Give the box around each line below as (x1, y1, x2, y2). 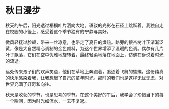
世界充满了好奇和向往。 (5, 81, 54, 87)
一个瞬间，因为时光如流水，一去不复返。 (5, 98, 89, 104)
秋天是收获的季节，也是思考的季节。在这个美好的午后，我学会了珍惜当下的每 (5, 91, 164, 98)
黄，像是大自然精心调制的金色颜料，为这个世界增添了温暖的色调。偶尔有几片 (5, 45, 164, 51)
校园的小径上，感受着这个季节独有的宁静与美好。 (9, 28, 111, 34)
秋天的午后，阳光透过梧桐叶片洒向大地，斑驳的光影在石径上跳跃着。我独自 (5, 22, 159, 28)
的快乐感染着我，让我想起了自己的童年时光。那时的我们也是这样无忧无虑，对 (5, 75, 164, 81)
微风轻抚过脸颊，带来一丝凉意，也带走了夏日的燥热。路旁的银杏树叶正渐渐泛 (5, 39, 164, 45)
